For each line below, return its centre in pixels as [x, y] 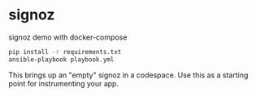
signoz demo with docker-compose [68, 37]
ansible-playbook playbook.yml [61, 59]
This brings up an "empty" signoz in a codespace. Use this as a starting [128, 75]
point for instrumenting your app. [64, 83]
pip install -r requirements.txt [65, 52]
